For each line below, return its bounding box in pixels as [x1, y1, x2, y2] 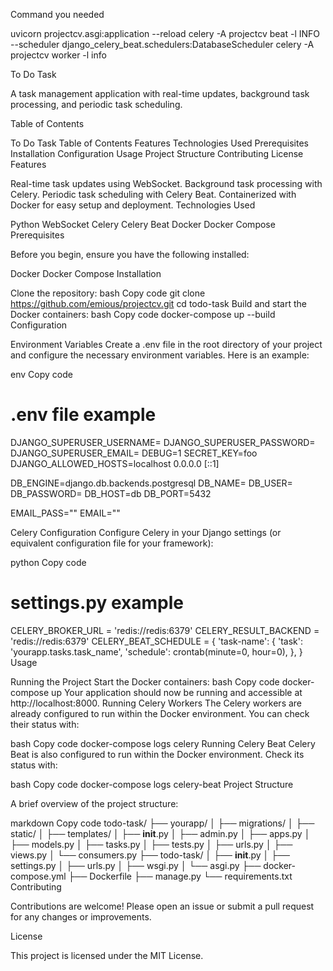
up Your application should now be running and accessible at [51, 686, 303, 698]
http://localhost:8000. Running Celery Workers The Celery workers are [10, 697, 303, 709]
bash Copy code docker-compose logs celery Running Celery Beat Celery [10, 737, 316, 749]
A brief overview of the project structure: [10, 797, 179, 809]
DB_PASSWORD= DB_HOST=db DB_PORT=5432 [10, 487, 212, 499]
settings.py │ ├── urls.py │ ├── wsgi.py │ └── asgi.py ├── [10, 859, 262, 871]
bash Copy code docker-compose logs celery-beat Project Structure [10, 778, 294, 790]
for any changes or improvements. [10, 910, 152, 923]
